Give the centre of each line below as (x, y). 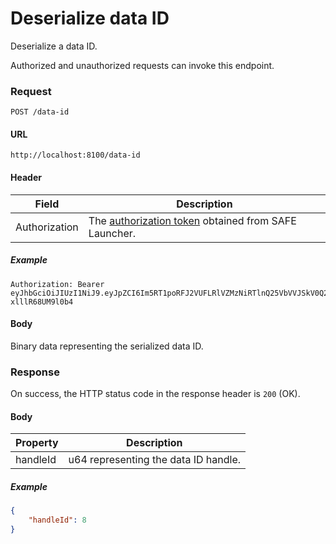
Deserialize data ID (90, 18)
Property (37, 443)
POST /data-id (40, 112)
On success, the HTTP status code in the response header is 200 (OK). (155, 394)
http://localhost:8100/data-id (75, 155)
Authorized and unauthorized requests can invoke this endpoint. (142, 65)
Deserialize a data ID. (54, 46)
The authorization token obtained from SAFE (192, 220)
